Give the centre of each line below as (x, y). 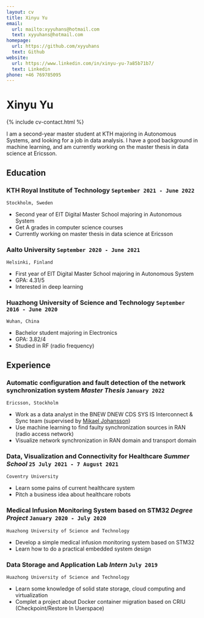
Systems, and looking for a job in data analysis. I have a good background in (102, 140)
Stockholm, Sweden (30, 203)
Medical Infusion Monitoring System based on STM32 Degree (100, 511)
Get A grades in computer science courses (69, 227)
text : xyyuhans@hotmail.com (48, 35)
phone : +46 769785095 (34, 75)
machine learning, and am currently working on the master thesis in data (97, 147)
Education (26, 173)
